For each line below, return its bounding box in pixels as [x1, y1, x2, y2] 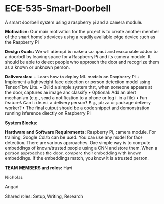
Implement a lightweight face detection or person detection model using [5, 79, 151, 85]
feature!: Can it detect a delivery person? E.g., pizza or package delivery [5, 100, 151, 105]
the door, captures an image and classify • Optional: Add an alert [5, 89, 136, 95]
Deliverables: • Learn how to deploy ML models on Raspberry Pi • [5, 74, 140, 79]
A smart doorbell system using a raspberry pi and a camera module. [5, 19, 143, 25]
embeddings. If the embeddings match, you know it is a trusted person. [5, 155, 149, 161]
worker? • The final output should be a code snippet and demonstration [5, 105, 150, 111]
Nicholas [5, 174, 23, 180]
